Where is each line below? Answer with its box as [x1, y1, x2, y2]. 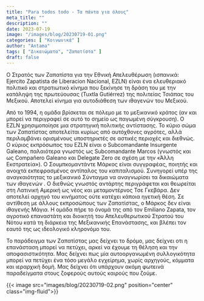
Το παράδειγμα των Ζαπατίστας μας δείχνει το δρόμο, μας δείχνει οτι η [6, 237, 188, 244]
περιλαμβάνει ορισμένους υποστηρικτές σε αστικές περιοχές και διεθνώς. [6, 135, 195, 142]
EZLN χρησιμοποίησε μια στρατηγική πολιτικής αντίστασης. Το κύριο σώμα [6, 121, 196, 129]
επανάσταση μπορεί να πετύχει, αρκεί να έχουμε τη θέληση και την [6, 243, 178, 250]
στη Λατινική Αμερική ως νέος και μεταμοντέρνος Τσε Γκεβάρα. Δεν [6, 186, 180, 194]
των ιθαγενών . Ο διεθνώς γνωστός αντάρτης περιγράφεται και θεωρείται [6, 180, 196, 187]
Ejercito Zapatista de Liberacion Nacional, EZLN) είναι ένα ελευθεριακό [6, 77, 186, 85]
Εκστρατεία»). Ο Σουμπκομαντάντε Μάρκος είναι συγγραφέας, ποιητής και [6, 160, 198, 168]
